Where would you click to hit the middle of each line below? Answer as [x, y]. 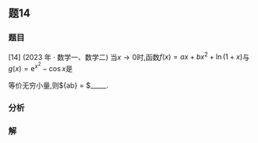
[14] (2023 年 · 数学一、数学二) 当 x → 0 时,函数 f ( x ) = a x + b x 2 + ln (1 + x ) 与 [129, 56]
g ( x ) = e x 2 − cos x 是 [40, 67]
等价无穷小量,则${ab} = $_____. [58, 85]
